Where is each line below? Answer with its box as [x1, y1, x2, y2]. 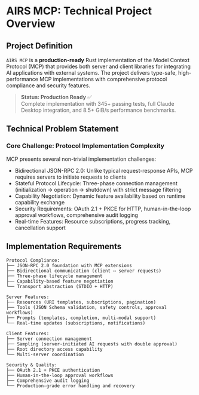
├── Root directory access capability [6, 346, 103, 352]
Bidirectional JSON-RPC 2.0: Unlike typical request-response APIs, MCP [14, 167, 193, 174]
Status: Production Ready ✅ [20, 94, 93, 100]
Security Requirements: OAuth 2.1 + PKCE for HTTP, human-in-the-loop [14, 205, 191, 212]
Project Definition [6, 41, 73, 51]
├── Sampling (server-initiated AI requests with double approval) [6, 341, 178, 347]
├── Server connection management [6, 336, 93, 342]
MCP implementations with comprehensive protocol [39, 76, 167, 82]
